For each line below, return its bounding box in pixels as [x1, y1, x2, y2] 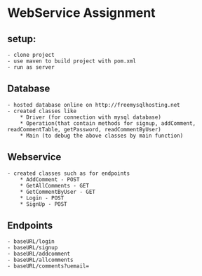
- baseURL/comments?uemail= [7, 263, 90, 270]
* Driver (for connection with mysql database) [20, 114, 161, 121]
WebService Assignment [7, 5, 156, 21]
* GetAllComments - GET [20, 182, 90, 189]
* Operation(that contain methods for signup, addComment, [20, 119, 196, 127]
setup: [7, 33, 36, 45]
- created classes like [7, 107, 77, 114]
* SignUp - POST [20, 200, 68, 208]
